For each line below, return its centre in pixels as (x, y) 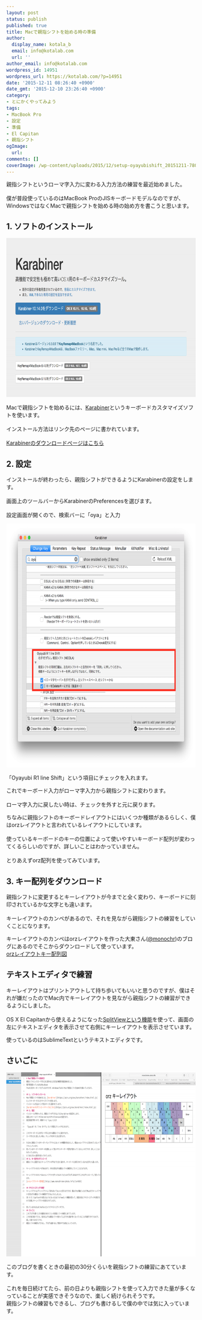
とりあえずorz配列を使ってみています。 (55, 860)
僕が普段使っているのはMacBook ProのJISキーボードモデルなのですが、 (95, 198)
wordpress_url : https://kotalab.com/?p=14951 (64, 76)
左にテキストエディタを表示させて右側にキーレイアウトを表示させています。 (101, 1027)
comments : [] (23, 159)
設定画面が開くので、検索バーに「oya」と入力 (63, 515)
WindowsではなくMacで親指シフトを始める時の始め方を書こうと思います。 (99, 206)
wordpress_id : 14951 (32, 70)
